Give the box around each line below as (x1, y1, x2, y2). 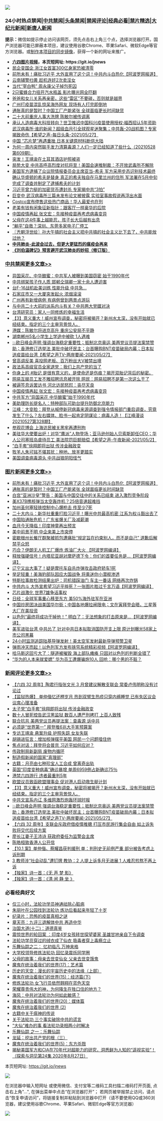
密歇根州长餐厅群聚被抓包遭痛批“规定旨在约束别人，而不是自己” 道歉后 (12, 535, 154, 540)
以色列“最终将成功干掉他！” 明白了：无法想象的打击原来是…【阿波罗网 (12, 614, 153, 620)
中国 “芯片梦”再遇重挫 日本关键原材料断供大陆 (12, 138, 104, 144)
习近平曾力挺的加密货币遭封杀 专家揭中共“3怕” (12, 187, 105, 192)
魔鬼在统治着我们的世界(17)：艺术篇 (12, 962, 83, 968)
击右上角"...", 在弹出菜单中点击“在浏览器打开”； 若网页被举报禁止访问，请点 (5, 1089, 155, 1095)
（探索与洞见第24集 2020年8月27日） (12, 1053, 88, 1059)
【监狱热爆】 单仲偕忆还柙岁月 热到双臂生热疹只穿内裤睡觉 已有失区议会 (12, 694, 156, 700)
